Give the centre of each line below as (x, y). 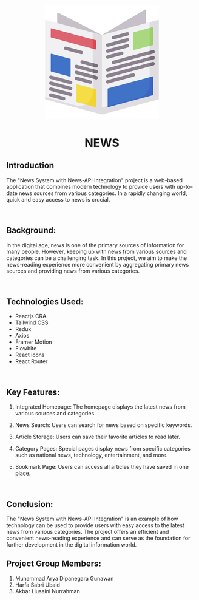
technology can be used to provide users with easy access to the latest (96, 525)
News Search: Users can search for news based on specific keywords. (103, 425)
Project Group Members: (54, 564)
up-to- (185, 186)
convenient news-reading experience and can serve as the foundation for (98, 538)
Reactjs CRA (31, 316)
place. (23, 473)
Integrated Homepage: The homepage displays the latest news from (100, 407)
